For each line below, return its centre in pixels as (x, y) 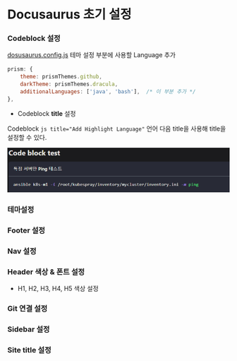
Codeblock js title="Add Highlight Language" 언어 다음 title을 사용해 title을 (117, 129)
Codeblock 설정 (34, 38)
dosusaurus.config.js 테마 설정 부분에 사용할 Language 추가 (92, 55)
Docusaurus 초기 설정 (69, 14)
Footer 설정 (26, 230)
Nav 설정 (22, 251)
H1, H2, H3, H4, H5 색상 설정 (58, 289)
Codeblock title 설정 (47, 113)
